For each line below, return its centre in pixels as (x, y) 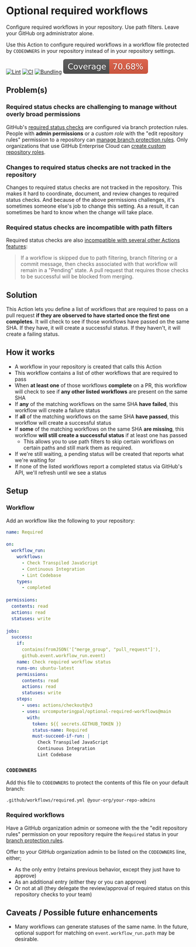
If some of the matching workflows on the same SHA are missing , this (99, 429)
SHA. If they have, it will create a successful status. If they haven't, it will (93, 328)
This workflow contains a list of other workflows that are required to (96, 373)
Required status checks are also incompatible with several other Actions (93, 240)
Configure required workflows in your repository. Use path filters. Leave (93, 27)
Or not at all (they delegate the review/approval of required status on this (102, 888)
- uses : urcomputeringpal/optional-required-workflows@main (96, 711)
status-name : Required (60, 730)
